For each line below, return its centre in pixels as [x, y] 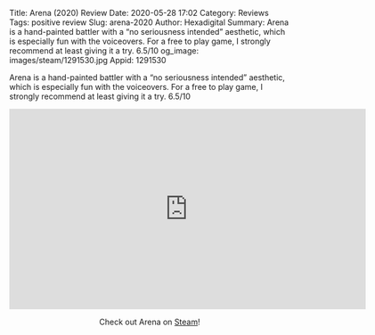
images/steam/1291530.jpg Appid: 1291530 [88, 60]
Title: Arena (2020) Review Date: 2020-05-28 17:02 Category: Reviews [139, 13]
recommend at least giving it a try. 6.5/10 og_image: [104, 51]
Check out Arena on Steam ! [150, 322]
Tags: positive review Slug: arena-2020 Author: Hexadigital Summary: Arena [149, 22]
